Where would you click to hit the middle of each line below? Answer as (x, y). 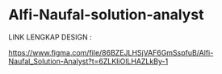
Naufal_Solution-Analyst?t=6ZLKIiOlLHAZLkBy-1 (88, 61)
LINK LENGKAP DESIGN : (50, 37)
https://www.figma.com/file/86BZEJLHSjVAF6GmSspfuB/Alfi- (111, 52)
